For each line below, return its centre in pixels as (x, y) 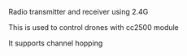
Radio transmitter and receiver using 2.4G (78, 12)
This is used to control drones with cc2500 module (93, 27)
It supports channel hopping (56, 43)
